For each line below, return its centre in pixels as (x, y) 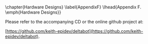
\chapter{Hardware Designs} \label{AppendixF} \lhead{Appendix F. (73, 7)
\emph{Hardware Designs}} (33, 12)
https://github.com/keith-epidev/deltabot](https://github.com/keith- (75, 31)
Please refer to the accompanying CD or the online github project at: (74, 22)
